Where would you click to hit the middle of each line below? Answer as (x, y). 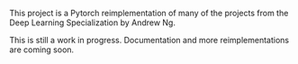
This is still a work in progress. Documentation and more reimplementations (149, 40)
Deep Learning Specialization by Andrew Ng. (92, 23)
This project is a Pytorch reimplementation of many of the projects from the (149, 13)
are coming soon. (42, 50)
